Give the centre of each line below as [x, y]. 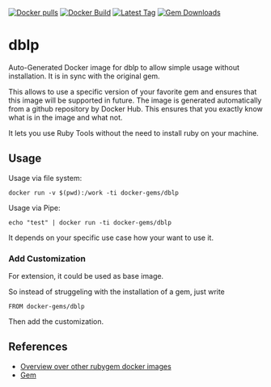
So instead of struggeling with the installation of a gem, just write [116, 292]
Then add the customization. [56, 322]
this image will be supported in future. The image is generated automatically [135, 100]
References [38, 347]
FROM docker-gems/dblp [47, 307]
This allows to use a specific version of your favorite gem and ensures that [133, 91]
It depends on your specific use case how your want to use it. [111, 238]
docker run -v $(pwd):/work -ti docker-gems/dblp [94, 193]
